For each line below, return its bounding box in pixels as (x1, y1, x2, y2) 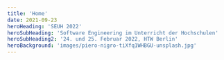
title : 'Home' (7, 10, 49, 17)
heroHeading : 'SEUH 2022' (7, 23, 82, 30)
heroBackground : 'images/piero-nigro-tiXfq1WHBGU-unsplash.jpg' (7, 42, 197, 49)
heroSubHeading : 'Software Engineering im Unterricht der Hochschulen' (7, 29, 218, 37)
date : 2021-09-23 (7, 17, 58, 23)
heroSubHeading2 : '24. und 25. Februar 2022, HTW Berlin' (7, 36, 178, 43)
